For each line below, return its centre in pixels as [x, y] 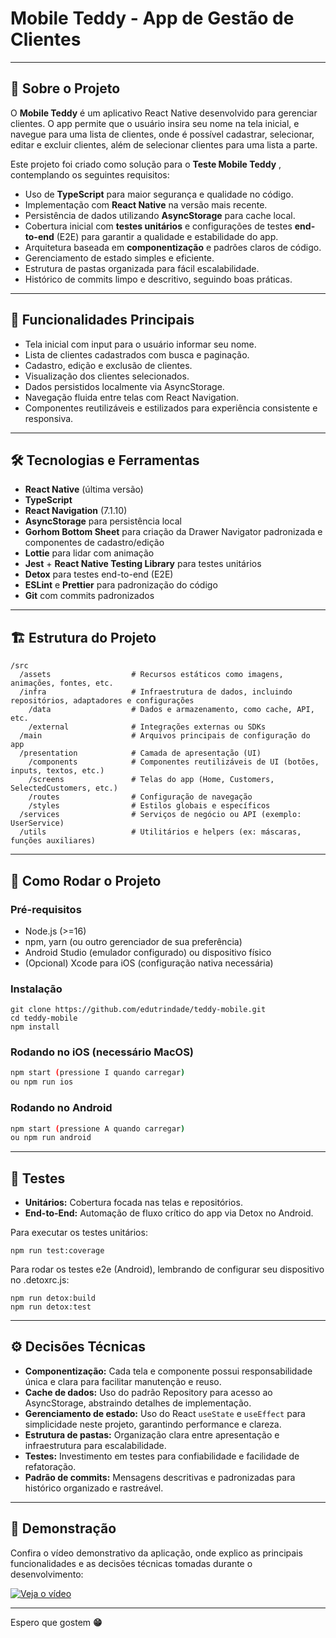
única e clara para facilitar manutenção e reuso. [123, 1381]
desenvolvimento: [47, 1574]
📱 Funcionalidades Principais [102, 320]
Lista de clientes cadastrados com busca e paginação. [137, 354]
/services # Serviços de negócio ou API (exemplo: [160, 815]
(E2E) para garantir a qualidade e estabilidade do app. [167, 236]
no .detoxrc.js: [40, 1280]
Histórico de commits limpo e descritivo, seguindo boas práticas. [158, 279]
